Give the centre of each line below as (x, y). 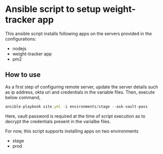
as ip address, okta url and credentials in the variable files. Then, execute (80, 92)
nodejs (19, 48)
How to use (23, 75)
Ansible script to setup (53, 9)
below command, (23, 97)
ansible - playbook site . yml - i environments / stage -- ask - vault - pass (77, 106)
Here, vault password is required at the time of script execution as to (75, 116)
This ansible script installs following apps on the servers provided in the (79, 33)
